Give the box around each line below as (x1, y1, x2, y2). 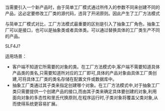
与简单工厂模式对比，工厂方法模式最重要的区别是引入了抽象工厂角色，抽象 (5, 21, 156, 27)
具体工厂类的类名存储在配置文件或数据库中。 (26, 76, 117, 82)
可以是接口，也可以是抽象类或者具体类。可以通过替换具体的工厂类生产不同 (9, 27, 160, 33)
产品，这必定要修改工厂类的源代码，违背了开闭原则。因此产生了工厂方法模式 (5, 10, 160, 16)
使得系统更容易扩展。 (16, 101, 60, 107)
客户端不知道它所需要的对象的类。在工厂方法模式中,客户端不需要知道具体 (12, 64, 160, 70)
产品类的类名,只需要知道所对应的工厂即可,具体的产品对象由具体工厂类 (12, 70, 153, 75)
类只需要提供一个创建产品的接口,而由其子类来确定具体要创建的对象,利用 (12, 88, 157, 94)
